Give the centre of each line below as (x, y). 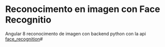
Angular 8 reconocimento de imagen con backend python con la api (76, 33)
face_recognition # (24, 39)
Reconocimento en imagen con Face (83, 9)
